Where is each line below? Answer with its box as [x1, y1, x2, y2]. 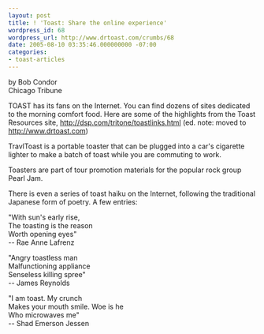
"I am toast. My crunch [8, 293, 83, 302]
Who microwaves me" [8, 310, 80, 320]
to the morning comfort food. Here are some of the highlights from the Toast [8, 109, 256, 118]
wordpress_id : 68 [8, 26, 65, 34]
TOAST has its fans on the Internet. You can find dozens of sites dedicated [8, 100, 251, 111]
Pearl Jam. [8, 173, 43, 182]
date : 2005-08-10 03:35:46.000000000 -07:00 [8, 41, 157, 49]
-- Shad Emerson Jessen [8, 318, 89, 328]
